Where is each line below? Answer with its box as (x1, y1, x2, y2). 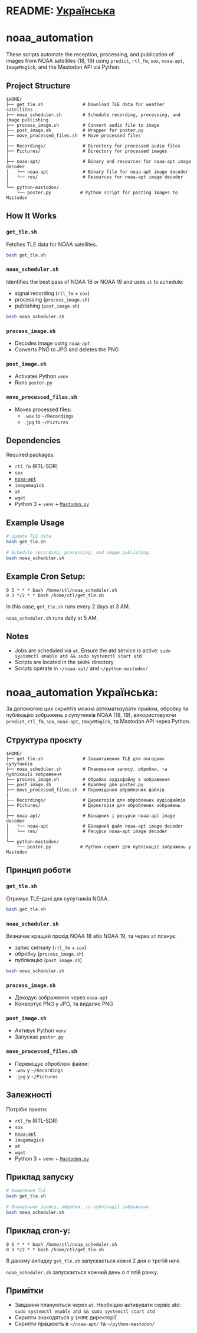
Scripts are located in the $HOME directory (14, 659, 114, 666)
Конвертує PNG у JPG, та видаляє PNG (14, 1000, 113, 1008)
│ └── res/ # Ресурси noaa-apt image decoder (6, 828, 168, 835)
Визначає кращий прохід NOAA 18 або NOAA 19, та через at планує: (6, 932, 177, 940)
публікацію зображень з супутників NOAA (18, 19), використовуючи (6, 712, 176, 719)
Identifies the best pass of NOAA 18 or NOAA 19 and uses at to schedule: (6, 278, 184, 285)
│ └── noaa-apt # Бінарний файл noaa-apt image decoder (6, 823, 183, 829)
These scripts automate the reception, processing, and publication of (6, 51, 174, 58)
